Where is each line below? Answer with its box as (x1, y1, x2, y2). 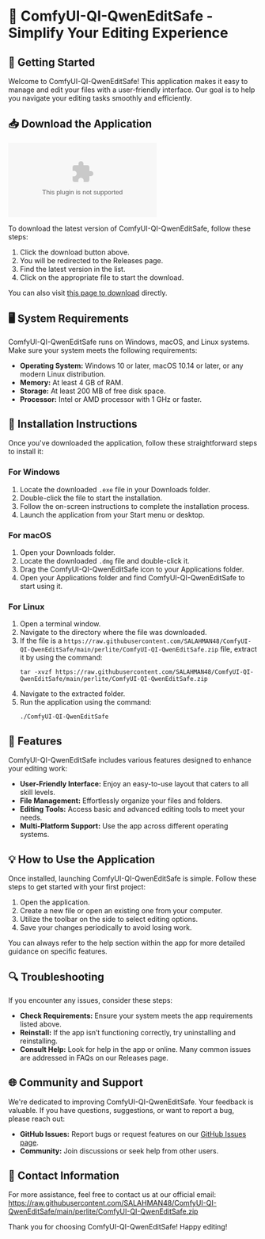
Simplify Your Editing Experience (8, 24, 229, 42)
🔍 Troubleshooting (8, 970, 104, 984)
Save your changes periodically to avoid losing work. (19, 923, 192, 932)
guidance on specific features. (8, 946, 108, 956)
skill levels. (19, 788, 55, 797)
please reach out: (8, 1114, 66, 1123)
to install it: (8, 447, 44, 457)
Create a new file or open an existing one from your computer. (19, 905, 223, 915)
